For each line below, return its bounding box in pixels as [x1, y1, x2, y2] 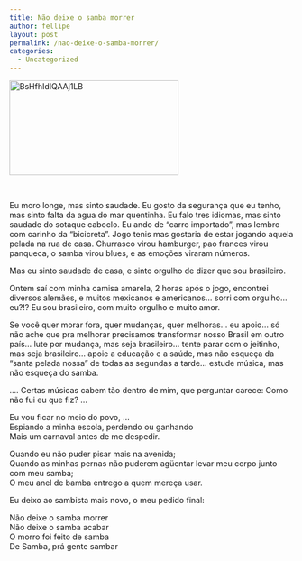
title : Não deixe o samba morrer [9, 13, 135, 23]
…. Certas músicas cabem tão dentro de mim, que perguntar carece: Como [9, 385, 288, 395]
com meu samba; [9, 468, 74, 478]
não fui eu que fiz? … [9, 394, 88, 405]
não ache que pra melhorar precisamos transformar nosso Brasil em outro [9, 329, 285, 339]
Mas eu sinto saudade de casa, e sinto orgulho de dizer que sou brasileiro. [9, 265, 287, 276]
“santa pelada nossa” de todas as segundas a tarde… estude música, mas [9, 358, 284, 368]
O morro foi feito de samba [9, 531, 110, 542]
